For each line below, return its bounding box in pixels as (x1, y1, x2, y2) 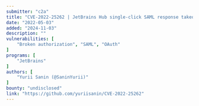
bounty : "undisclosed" (6, 85, 62, 91)
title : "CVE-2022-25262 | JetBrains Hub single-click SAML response (6, 14, 179, 20)
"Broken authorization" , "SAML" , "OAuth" (17, 42, 120, 48)
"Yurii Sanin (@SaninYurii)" (17, 74, 89, 80)
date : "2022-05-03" (6, 19, 54, 25)
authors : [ (6, 69, 33, 75)
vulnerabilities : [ (6, 36, 54, 42)
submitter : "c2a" (6, 8, 49, 15)
